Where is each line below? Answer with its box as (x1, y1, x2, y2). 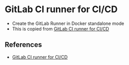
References (5, 41, 42, 49)
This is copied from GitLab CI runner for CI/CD (12, 25, 110, 31)
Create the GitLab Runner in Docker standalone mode (12, 20, 124, 26)
